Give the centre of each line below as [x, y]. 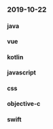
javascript [21, 72]
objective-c [24, 104]
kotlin [15, 57]
